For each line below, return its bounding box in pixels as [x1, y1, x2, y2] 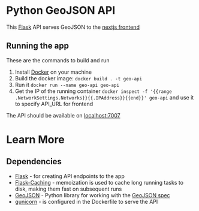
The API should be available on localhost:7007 [6, 111, 121, 119]
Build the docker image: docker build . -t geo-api [14, 74, 143, 82]
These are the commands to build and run [6, 56, 110, 64]
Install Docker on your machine [14, 68, 92, 76]
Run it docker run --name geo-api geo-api [14, 81, 120, 88]
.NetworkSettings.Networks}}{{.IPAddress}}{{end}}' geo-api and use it [14, 94, 194, 101]
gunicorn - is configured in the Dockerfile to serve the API [14, 198, 158, 205]
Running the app [6, 41, 69, 51]
